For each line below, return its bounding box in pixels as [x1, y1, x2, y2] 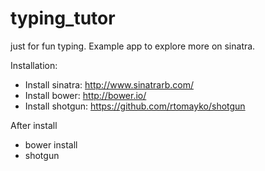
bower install [24, 138, 78, 151]
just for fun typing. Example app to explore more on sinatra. [10, 40, 256, 52]
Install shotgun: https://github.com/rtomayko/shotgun [24, 100, 246, 112]
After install [10, 119, 58, 131]
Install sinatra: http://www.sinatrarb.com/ [24, 78, 194, 91]
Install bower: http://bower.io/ [24, 89, 147, 101]
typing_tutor [10, 7, 116, 30]
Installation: [10, 59, 58, 71]
